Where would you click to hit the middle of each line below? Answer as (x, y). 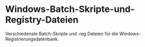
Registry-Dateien (42, 20)
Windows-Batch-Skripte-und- (70, 9)
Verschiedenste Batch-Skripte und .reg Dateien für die (62, 33)
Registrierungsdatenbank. (32, 39)
